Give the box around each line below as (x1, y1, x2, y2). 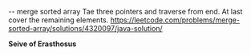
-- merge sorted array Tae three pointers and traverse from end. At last (8, 7, 243, 16)
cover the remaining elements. (8, 15, 109, 25)
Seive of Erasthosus (8, 39, 77, 49)
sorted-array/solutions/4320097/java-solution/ (8, 24, 163, 33)
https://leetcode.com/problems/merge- (110, 15, 241, 25)
